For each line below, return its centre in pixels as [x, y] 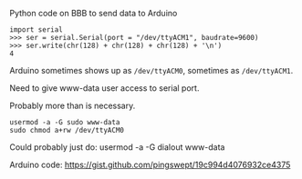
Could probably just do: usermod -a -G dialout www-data [117, 147]
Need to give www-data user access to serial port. [104, 88]
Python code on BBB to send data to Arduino [94, 13]
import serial [36, 30]
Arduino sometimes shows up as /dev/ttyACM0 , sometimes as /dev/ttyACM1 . [151, 70]
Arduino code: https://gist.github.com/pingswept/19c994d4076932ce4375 [150, 164]
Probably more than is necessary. [73, 105]
